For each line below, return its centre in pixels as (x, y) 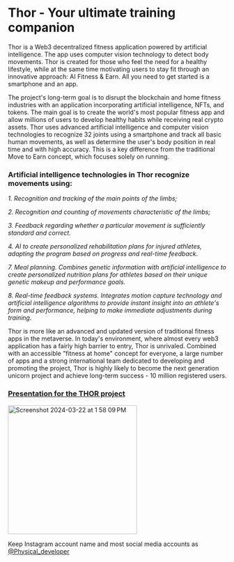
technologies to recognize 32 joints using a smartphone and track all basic (115, 134)
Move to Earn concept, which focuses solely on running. (89, 156)
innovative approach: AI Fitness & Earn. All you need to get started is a (109, 76)
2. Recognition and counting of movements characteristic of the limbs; (109, 212)
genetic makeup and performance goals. (67, 282)
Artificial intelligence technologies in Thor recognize (99, 174)
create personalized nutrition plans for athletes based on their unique (108, 275)
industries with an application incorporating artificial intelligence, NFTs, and (116, 104)
